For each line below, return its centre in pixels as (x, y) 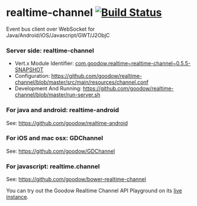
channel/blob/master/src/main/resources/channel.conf (82, 82)
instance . (17, 197)
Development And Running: (48, 89)
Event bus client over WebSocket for (51, 29)
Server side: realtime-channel (50, 50)
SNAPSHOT (29, 70)
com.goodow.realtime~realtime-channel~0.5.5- (133, 63)
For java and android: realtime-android (63, 110)
